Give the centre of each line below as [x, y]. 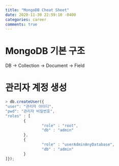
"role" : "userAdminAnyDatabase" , [78, 145]
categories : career [26, 19]
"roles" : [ [18, 116]
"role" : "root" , [60, 126]
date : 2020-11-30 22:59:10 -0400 [41, 15]
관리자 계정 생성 [36, 88]
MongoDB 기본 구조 [45, 51]
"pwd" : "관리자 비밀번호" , [30, 111]
